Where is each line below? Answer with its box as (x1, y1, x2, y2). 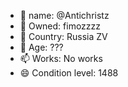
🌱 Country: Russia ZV (19, 31, 108, 42)
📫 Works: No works (19, 53, 103, 64)
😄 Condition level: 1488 (19, 67, 119, 79)
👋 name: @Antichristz (19, 10, 110, 21)
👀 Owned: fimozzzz (19, 20, 102, 32)
